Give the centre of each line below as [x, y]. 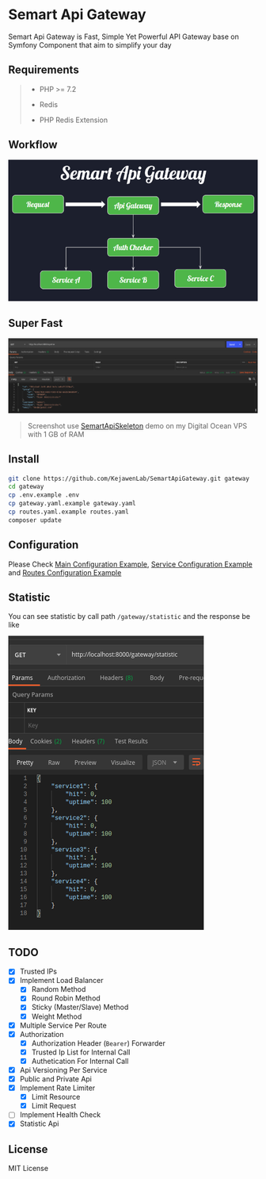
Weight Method [57, 1016]
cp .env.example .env [44, 495]
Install [24, 459]
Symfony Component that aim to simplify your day [90, 44]
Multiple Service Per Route [63, 1025]
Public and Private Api [56, 1079]
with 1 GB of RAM [56, 434]
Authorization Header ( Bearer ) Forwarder [99, 1043]
